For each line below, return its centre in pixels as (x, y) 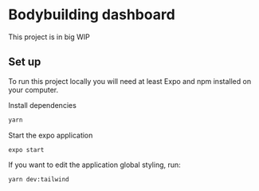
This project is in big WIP (49, 37)
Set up (25, 62)
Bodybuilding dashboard (92, 15)
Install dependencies (43, 105)
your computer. (33, 90)
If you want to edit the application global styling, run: (94, 165)
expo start (26, 149)
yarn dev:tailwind (39, 179)
